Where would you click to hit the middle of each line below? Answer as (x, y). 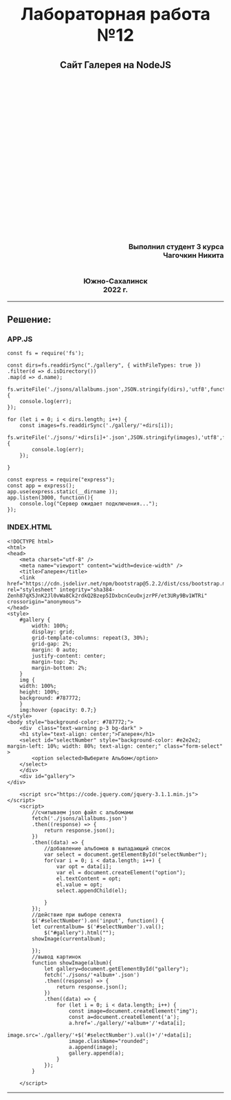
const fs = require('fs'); (46, 354)
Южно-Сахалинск (115, 281)
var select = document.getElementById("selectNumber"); (125, 854)
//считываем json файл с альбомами (83, 812)
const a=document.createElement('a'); (124, 1017)
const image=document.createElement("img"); (133, 1011)
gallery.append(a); (97, 1053)
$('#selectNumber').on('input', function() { (98, 920)
